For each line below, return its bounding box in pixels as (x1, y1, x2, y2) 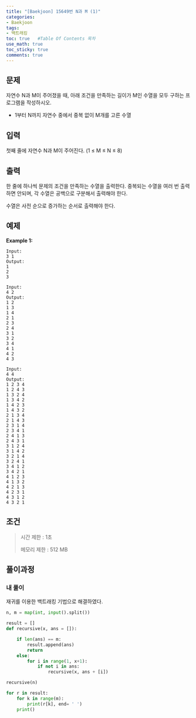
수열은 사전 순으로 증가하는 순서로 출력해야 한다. (6, 203, 116, 210)
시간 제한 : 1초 (20, 534, 53, 541)
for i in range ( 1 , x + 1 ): (27, 658, 88, 664)
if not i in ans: (37, 664, 80, 669)
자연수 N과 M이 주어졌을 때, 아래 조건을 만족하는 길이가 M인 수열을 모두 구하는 (6, 92, 184, 99)
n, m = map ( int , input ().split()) (6, 610, 91, 616)
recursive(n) (6, 680, 38, 686)
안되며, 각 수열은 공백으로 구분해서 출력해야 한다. (16, 190, 128, 197)
